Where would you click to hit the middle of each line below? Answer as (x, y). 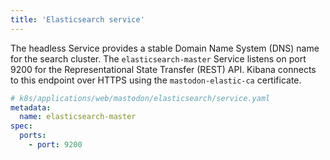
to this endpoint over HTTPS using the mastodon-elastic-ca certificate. (156, 80)
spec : (21, 126)
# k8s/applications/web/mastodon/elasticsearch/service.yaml (140, 98)
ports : (33, 136)
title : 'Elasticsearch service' (77, 19)
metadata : (31, 107)
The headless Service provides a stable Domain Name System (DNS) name (165, 48)
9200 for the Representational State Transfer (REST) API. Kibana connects (163, 69)
